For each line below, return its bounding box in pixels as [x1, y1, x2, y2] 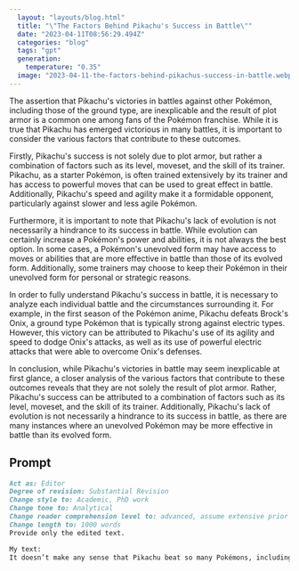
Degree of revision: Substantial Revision [9, 487, 169, 496]
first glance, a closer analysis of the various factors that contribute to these [9, 372, 285, 383]
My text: [9, 544, 42, 553]
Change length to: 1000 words [9, 520, 122, 529]
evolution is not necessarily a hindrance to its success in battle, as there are [9, 411, 287, 421]
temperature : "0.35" [25, 63, 101, 72]
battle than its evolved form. [9, 429, 112, 440]
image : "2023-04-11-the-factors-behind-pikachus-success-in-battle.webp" [17, 71, 296, 80]
